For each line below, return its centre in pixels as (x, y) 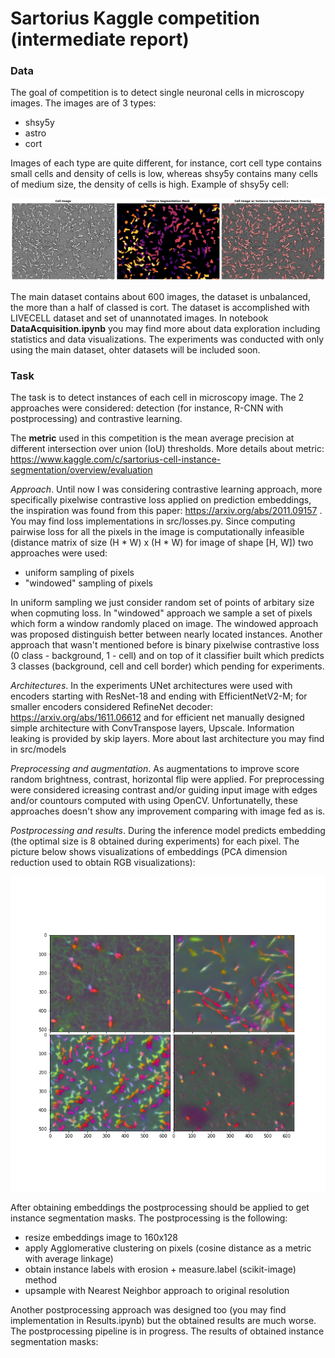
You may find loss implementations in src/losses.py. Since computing (153, 521)
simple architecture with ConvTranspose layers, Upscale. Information (152, 728)
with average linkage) (69, 1259)
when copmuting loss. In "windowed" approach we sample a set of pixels (161, 613)
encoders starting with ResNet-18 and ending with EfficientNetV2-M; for (159, 696)
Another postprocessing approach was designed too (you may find (148, 1310)
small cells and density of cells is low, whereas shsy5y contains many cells (164, 174)
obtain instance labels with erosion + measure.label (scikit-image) (160, 1269)
